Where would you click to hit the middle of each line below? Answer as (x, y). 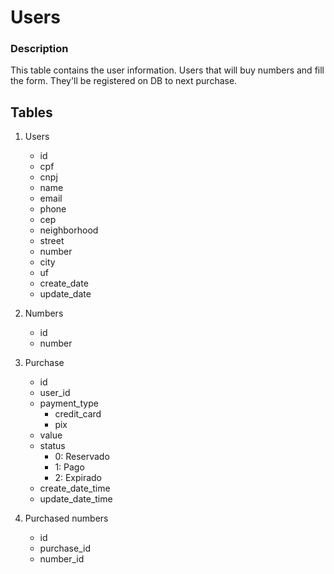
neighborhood (69, 230)
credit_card (78, 414)
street (52, 241)
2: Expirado (78, 478)
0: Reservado (82, 457)
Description (39, 49)
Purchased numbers (66, 518)
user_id (55, 393)
